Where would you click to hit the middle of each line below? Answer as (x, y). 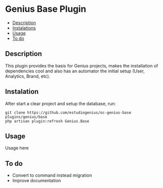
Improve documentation (37, 181)
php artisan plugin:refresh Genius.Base (47, 121)
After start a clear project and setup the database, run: (61, 103)
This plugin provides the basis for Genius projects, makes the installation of (82, 65)
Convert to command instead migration (52, 175)
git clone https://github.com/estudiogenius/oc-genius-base (68, 112)
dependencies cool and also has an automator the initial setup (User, (75, 71)
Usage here (17, 148)
